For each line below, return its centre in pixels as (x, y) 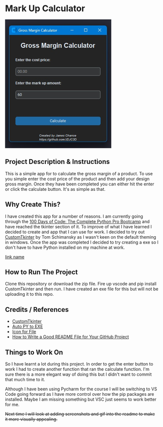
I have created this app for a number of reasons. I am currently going (74, 216)
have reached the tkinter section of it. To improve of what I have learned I (79, 226)
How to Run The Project (41, 272)
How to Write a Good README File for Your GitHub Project (70, 337)
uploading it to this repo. (29, 294)
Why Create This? (33, 205)
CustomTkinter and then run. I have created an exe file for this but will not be (82, 289)
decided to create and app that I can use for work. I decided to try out (75, 232)
